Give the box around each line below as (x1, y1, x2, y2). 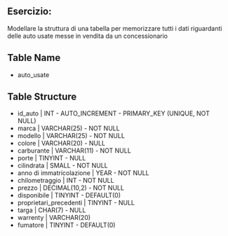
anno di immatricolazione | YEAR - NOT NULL (17, 169, 149, 177)
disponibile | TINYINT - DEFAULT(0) (17, 191, 121, 200)
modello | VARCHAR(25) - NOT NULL (17, 132, 125, 140)
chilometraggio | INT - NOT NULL (17, 176, 114, 185)
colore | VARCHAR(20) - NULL (17, 139, 106, 148)
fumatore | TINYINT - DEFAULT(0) (17, 221, 116, 230)
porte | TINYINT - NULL (17, 154, 86, 162)
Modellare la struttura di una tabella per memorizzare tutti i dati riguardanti (7, 24, 222, 32)
